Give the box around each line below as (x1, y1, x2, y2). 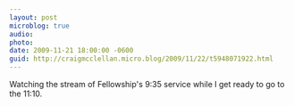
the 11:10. (9, 88, 43, 99)
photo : (9, 37, 34, 47)
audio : (9, 29, 34, 38)
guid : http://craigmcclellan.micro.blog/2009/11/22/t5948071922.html (9, 54, 274, 63)
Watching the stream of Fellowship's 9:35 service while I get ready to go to (9, 79, 285, 89)
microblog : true (9, 21, 70, 30)
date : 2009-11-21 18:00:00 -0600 (9, 46, 134, 55)
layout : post (9, 12, 58, 22)
